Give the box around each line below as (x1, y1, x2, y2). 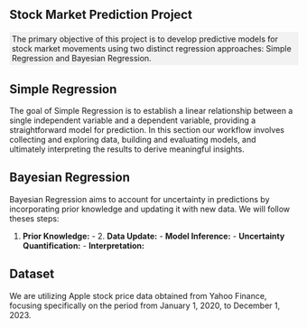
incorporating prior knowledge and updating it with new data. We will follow (9, 203, 291, 214)
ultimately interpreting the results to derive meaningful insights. (9, 144, 246, 155)
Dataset (9, 267, 55, 282)
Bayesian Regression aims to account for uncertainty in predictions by (9, 193, 270, 204)
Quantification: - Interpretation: (22, 239, 144, 251)
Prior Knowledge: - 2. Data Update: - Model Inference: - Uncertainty (22, 230, 285, 241)
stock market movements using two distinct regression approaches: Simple (12, 43, 292, 53)
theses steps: (9, 212, 60, 224)
